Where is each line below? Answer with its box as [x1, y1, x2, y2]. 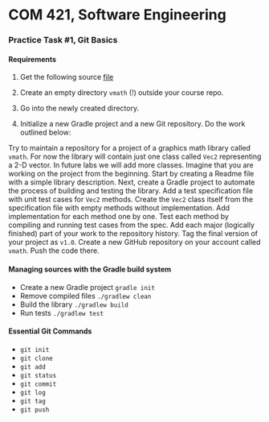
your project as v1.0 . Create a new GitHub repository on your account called [8, 238, 261, 247]
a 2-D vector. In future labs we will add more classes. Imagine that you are [8, 160, 255, 170]
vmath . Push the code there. [8, 246, 100, 255]
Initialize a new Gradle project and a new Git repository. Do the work [19, 119, 246, 129]
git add [19, 362, 46, 371]
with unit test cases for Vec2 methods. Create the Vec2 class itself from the [8, 195, 254, 205]
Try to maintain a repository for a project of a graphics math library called [8, 143, 251, 153]
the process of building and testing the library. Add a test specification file [8, 186, 254, 196]
